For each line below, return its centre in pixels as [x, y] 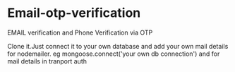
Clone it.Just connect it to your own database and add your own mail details [118, 46]
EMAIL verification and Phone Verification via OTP [80, 32]
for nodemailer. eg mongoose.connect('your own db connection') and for [114, 54]
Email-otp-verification [74, 13]
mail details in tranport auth [47, 61]
